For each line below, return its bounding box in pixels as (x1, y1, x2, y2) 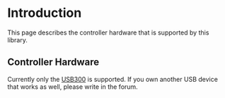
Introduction (7, 5, 82, 21)
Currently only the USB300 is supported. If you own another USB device (7, 75, 218, 83)
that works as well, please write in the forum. (7, 82, 138, 91)
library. (7, 35, 28, 44)
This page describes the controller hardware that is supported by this (7, 28, 209, 37)
